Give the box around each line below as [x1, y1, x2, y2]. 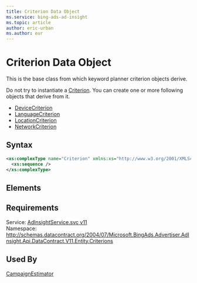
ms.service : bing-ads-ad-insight [6, 14, 88, 20]
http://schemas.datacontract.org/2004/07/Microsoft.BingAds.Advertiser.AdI [6, 231, 189, 238]
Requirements [6, 203, 59, 213]
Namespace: [6, 225, 37, 232]
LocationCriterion [14, 117, 57, 124]
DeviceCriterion [14, 104, 53, 112]
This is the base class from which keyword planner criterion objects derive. [6, 75, 188, 82]
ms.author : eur [6, 31, 43, 36]
